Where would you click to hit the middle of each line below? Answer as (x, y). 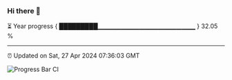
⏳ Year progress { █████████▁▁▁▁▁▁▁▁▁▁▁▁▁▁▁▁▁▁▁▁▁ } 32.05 (113, 26)
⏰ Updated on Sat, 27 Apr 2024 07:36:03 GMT (74, 56)
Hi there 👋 (24, 11)
